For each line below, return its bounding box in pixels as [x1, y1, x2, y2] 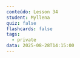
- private [12, 37, 36, 43]
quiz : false [6, 20, 36, 26]
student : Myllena [6, 14, 50, 21]
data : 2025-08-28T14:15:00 [6, 43, 75, 49]
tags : [6, 31, 20, 37]
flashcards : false [6, 25, 53, 32]
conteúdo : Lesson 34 [6, 8, 59, 15]
